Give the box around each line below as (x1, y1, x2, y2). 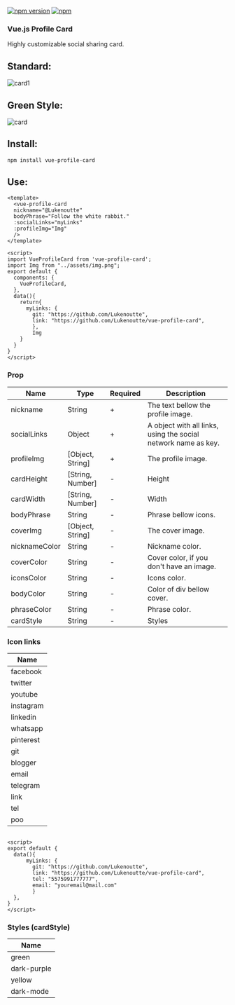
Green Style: (7, 99, 63, 111)
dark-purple (10, 964, 52, 973)
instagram (10, 701, 44, 711)
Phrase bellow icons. (147, 510, 215, 519)
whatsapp (10, 724, 43, 734)
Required (109, 388, 141, 398)
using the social (147, 429, 199, 439)
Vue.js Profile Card (7, 24, 73, 34)
